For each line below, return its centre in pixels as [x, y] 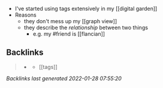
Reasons [26, 15]
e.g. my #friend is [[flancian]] [69, 34]
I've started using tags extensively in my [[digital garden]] [86, 9]
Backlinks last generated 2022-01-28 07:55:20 [64, 78]
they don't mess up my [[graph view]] [70, 21]
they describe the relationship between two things [86, 27]
